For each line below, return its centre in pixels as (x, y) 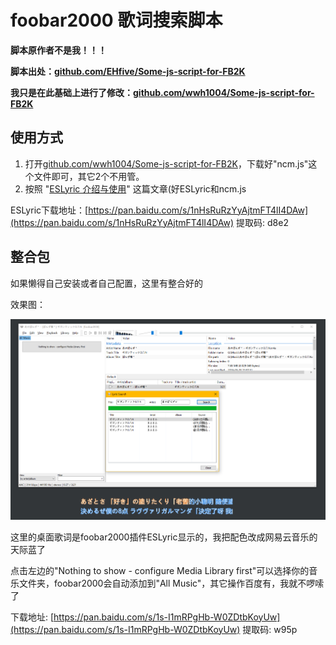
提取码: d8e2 (262, 222)
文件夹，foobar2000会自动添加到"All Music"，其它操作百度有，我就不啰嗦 (171, 583)
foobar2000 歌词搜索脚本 (116, 20)
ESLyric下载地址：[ (49, 210)
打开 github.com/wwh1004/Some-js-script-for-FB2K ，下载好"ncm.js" (166, 163)
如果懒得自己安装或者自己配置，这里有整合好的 (106, 283)
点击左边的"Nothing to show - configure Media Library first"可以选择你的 (160, 570)
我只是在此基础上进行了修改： (71, 92)
